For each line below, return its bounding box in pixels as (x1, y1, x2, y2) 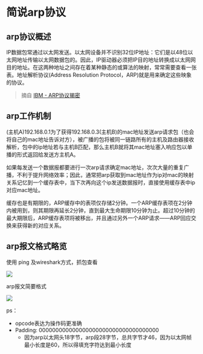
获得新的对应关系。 (16, 222, 65, 229)
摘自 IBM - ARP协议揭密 (21, 92, 80, 98)
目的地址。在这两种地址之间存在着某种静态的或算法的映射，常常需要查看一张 (6, 64, 197, 71)
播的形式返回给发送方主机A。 (6, 150, 79, 158)
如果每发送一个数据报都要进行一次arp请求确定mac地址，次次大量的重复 (6, 164, 184, 171)
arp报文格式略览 (6, 241, 68, 251)
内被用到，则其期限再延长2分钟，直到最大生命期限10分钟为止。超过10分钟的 (6, 207, 195, 214)
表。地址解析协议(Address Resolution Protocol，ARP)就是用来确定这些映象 (6, 71, 192, 79)
